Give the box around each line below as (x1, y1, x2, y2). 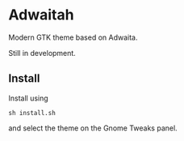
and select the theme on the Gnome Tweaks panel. (8, 123, 178, 133)
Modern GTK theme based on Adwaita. (8, 32, 138, 42)
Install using (8, 93, 48, 103)
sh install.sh (8, 109, 56, 117)
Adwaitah (8, 6, 74, 24)
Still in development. (8, 48, 77, 58)
